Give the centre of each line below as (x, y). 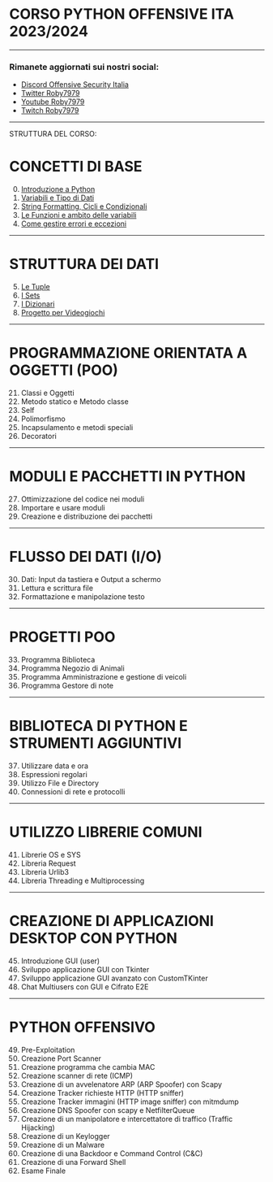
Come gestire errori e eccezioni (74, 224)
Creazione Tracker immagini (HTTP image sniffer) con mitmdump (130, 1102)
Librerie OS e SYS (51, 854)
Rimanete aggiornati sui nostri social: (84, 67)
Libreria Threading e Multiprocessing (83, 880)
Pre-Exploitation (48, 1049)
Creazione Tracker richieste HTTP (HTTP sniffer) (102, 1093)
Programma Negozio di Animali (73, 668)
